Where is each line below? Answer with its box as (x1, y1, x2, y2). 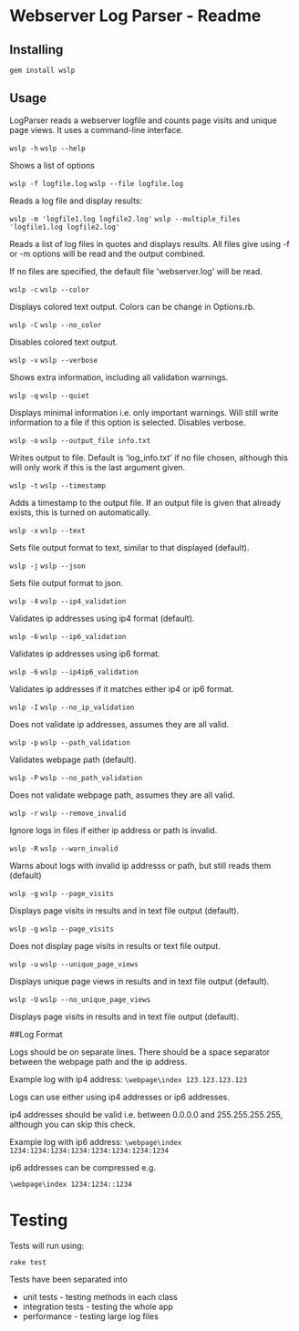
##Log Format (9, 1028, 63, 1039)
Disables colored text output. (9, 336, 119, 347)
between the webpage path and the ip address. (9, 1056, 188, 1067)
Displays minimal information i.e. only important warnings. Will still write (9, 407, 279, 418)
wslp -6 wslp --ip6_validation (9, 632, 127, 641)
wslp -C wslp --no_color (9, 320, 102, 329)
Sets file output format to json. (9, 577, 124, 588)
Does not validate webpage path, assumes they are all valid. (9, 789, 235, 800)
